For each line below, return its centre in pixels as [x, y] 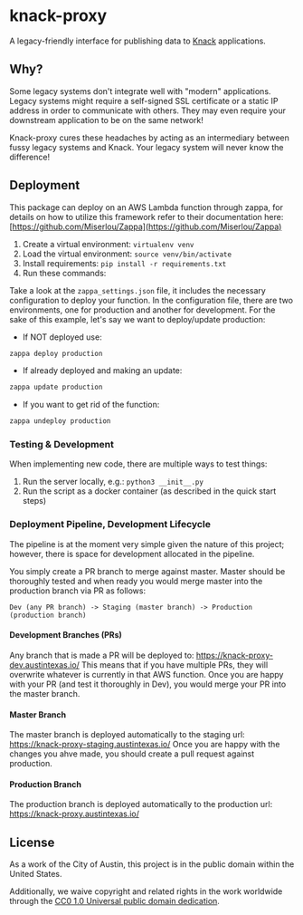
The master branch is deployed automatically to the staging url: [128, 735]
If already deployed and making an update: [102, 371]
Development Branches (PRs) [66, 635]
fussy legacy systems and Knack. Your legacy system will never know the [147, 147]
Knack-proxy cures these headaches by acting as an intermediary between [149, 138]
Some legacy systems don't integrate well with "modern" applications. [140, 91]
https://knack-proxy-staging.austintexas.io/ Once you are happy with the [145, 745]
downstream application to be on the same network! [106, 120]
